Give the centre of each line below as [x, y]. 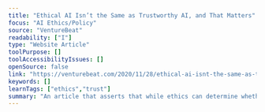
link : [17, 74]
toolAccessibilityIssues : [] [56, 60]
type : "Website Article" [49, 45]
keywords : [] [30, 81]
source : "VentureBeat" [45, 30]
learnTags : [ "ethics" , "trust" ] [60, 89]
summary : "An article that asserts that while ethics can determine [123, 96]
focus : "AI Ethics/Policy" [52, 23]
